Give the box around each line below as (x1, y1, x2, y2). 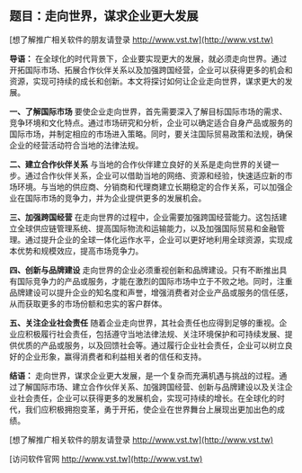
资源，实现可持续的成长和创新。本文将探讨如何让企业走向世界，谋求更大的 (9, 76, 285, 86)
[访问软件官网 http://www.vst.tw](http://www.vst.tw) (9, 453, 203, 464)
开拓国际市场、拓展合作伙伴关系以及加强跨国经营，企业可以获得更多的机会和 (9, 64, 293, 75)
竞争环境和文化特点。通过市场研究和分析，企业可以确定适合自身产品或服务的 (9, 117, 293, 128)
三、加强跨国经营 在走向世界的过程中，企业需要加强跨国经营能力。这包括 (9, 211, 280, 222)
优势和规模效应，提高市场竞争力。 (16, 245, 144, 256)
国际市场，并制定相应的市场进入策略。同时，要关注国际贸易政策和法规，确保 (9, 129, 293, 139)
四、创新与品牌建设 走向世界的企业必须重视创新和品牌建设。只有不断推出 (9, 264, 280, 275)
